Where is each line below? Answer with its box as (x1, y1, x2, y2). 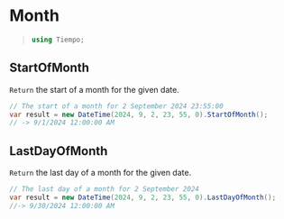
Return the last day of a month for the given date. (9, 168, 192, 178)
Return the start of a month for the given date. (9, 84, 180, 95)
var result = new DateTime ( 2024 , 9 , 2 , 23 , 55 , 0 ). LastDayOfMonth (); (9, 193, 277, 202)
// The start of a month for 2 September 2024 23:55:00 (9, 101, 224, 111)
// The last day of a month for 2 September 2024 (9, 185, 200, 194)
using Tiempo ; (31, 35, 85, 44)
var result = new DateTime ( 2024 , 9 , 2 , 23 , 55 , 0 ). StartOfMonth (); (9, 110, 269, 119)
